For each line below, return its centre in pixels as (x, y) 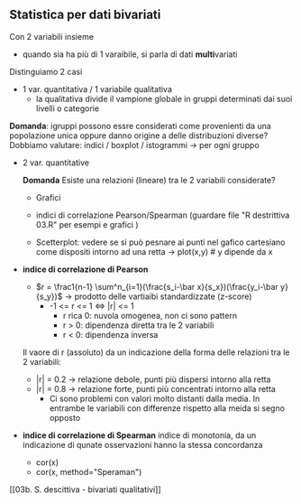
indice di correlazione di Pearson (85, 269)
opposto (65, 417)
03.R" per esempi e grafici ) (87, 224)
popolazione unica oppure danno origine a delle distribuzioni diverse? (139, 135)
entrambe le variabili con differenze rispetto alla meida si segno (167, 408)
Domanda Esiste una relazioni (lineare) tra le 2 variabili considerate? (149, 180)
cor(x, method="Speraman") (89, 471)
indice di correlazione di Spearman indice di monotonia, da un (139, 435)
